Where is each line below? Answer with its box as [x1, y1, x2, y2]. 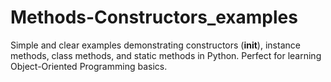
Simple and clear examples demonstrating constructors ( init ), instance [10, 39, 301, 51]
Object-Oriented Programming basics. [10, 60, 168, 72]
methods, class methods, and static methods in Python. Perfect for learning [10, 49, 322, 61]
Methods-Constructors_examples [10, 6, 298, 29]
